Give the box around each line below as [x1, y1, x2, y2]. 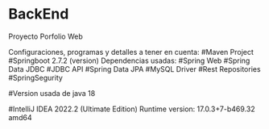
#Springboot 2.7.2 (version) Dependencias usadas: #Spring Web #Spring [8, 56, 250, 65]
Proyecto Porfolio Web [8, 31, 83, 41]
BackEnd [8, 5, 69, 23]
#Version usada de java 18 [8, 88, 96, 98]
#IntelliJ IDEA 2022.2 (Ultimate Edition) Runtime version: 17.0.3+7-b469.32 [8, 104, 255, 114]
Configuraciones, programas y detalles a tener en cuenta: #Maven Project [8, 47, 254, 56]
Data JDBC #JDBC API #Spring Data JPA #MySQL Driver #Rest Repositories [8, 64, 261, 73]
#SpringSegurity [8, 73, 63, 82]
